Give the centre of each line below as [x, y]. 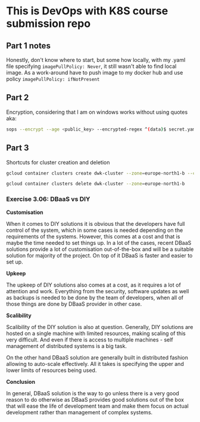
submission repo [49, 24]
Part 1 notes [28, 46]
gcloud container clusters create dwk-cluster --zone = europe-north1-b [96, 173]
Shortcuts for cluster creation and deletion [58, 162]
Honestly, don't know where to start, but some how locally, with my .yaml [96, 60]
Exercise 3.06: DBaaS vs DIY [48, 199]
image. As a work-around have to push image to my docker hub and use [95, 72]
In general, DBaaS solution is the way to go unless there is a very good [93, 393]
